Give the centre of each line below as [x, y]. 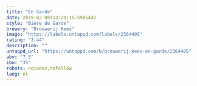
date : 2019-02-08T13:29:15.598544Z [51, 18]
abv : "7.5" [20, 57]
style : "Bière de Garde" [38, 23]
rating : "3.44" [26, 40]
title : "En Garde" [29, 12]
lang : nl [17, 74]
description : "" [27, 46]
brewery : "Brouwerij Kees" [40, 29]
